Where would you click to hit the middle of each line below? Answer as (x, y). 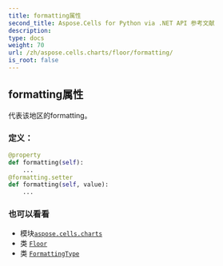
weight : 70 (26, 46)
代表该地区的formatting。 (50, 115)
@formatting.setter (41, 177)
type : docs (26, 38)
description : (30, 30)
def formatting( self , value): (59, 185)
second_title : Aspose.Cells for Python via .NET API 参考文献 (111, 23)
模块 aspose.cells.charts (61, 233)
